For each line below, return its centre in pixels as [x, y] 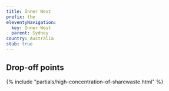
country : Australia [30, 38]
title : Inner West [29, 11]
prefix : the [21, 17]
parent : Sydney [30, 33]
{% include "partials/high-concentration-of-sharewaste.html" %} [85, 82]
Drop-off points [35, 68]
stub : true [19, 44]
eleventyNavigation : [32, 22]
